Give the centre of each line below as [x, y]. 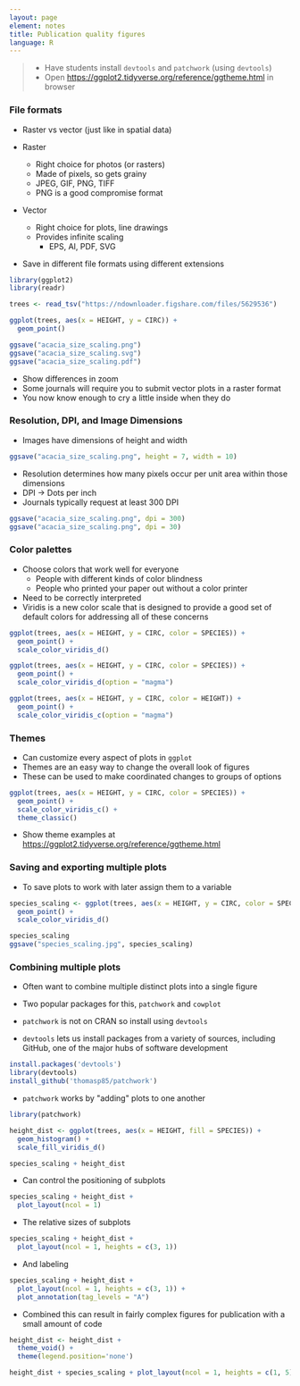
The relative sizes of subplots [76, 1222]
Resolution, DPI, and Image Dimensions [96, 421]
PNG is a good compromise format [99, 192]
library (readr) [37, 288]
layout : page [33, 17]
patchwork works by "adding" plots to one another [114, 1098]
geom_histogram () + [54, 1139]
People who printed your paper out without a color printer [142, 588]
